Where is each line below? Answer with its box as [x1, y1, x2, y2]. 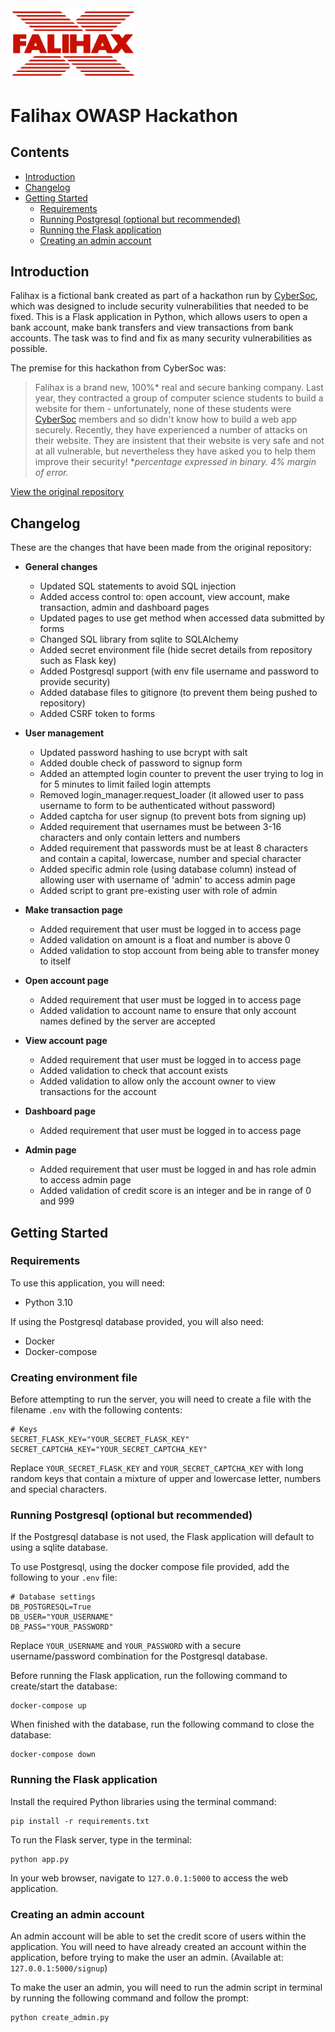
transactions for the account [39, 1086, 157, 1098]
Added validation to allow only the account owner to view [39, 1075, 277, 1087]
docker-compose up [10, 1701, 87, 1711]
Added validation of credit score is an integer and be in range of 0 [39, 1185, 312, 1197]
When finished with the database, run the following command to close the [10, 1718, 315, 1731]
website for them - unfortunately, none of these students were [34, 403, 292, 415]
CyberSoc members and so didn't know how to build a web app [34, 413, 298, 426]
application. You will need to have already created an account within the [10, 1941, 307, 1952]
